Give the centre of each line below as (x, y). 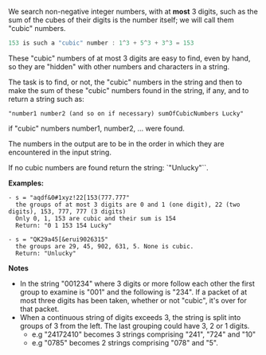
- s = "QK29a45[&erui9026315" (59, 239)
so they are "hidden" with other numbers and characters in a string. (119, 66)
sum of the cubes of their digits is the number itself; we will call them (121, 20)
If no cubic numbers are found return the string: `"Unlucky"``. (108, 167)
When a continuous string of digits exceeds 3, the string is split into (130, 317)
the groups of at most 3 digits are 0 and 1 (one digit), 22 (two (128, 205)
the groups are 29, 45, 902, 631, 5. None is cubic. (105, 246)
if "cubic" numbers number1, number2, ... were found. (97, 128)
